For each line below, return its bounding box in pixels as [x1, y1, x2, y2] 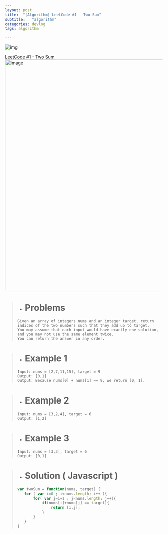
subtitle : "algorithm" [5, 17, 57, 22]
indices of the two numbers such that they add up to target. [17, 323, 150, 328]
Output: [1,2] [17, 416, 47, 421]
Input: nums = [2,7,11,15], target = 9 [17, 369, 101, 374]
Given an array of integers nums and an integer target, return [17, 319, 154, 324]
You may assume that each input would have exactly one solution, [17, 327, 159, 333]
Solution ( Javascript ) [24, 470, 118, 482]
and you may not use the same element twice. [17, 332, 114, 337]
